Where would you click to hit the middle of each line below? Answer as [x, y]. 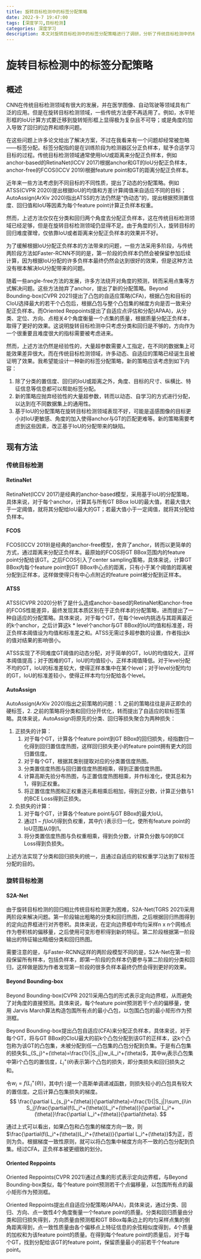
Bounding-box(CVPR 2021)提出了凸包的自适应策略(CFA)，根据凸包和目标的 [99, 296]
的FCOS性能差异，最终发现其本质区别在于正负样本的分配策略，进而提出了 [97, 610]
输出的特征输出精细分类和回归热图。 [51, 939]
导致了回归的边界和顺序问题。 [48, 128]
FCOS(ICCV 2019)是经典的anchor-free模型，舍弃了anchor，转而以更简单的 [99, 544]
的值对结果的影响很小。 [35, 640]
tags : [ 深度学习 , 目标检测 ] [36, 23]
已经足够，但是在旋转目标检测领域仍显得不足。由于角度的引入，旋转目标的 [103, 226]
